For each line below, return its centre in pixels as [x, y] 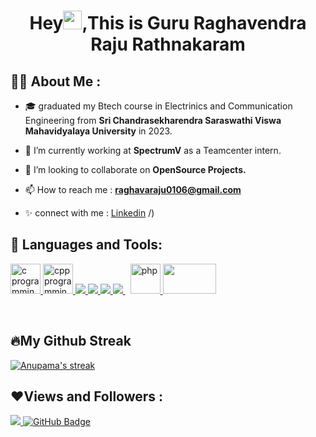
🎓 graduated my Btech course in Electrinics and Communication [158, 106]
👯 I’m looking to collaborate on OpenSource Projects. [135, 169]
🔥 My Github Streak [71, 341]
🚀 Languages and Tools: [86, 245]
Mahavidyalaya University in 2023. [98, 131]
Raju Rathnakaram [168, 44]
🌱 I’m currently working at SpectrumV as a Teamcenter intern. [153, 150]
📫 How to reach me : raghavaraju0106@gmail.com [133, 189]
